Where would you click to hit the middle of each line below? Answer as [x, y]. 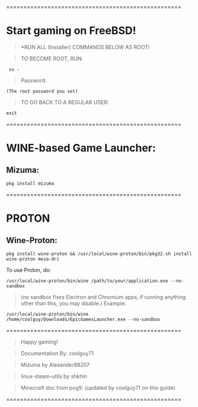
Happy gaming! [39, 342]
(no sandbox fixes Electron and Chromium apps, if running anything [103, 297]
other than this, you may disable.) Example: [73, 303]
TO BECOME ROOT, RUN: [52, 58]
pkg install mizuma [30, 183]
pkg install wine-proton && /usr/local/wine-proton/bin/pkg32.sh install [99, 254]
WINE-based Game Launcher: [81, 148]
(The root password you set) [42, 91]
